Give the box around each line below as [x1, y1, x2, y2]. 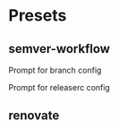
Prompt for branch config [8, 64, 102, 75]
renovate [8, 108, 60, 124]
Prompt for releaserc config [8, 82, 111, 92]
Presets [8, 5, 67, 26]
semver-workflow [8, 41, 111, 56]
